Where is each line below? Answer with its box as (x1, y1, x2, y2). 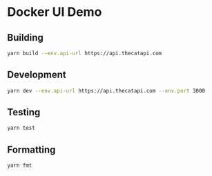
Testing (7, 106, 41, 118)
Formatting (7, 144, 56, 155)
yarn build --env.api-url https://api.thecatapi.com (7, 50, 162, 57)
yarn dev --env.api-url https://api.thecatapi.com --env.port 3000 (7, 87, 206, 94)
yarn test (7, 125, 36, 132)
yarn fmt (7, 162, 32, 169)
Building (7, 32, 44, 43)
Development (7, 69, 67, 81)
